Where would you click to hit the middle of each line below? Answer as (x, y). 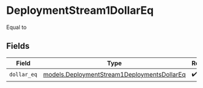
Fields (18, 46)
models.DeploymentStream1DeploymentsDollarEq (114, 75)
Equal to (17, 27)
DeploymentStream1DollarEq (80, 11)
